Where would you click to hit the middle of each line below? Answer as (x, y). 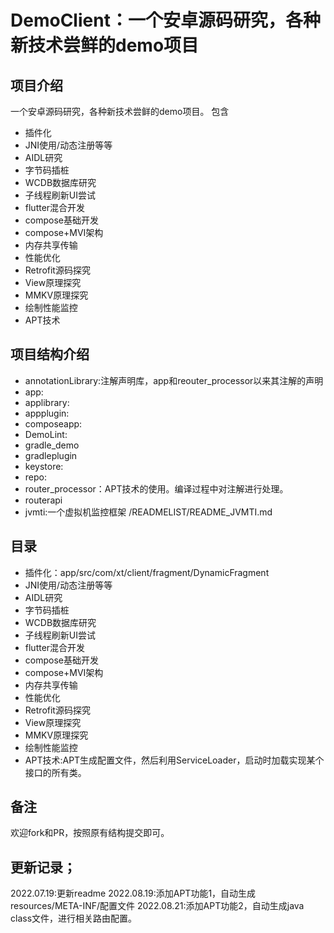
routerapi (43, 500)
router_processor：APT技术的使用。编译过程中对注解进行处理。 (156, 488)
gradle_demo (52, 445)
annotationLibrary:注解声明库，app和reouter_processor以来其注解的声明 (174, 380)
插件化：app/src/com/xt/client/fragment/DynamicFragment (147, 572)
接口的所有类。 (55, 772)
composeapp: (53, 423)
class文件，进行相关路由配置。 (74, 918)
